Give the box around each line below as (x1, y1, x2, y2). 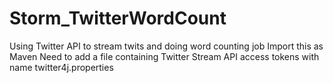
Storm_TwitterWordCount (9, 7, 227, 30)
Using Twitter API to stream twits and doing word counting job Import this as (9, 40, 324, 52)
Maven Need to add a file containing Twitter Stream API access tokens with (9, 50, 320, 62)
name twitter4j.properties (9, 61, 114, 73)
